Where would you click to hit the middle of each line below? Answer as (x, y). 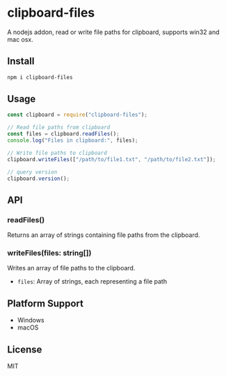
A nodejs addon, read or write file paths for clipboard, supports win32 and (113, 32)
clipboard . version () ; (39, 179)
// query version (32, 172)
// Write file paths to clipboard (57, 153)
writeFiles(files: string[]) (49, 253)
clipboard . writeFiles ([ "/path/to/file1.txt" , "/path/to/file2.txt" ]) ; (112, 159)
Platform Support (45, 303)
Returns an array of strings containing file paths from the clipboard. (104, 235)
